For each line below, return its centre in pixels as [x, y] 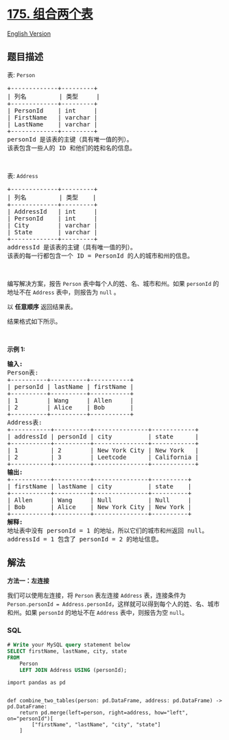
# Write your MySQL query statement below [69, 644]
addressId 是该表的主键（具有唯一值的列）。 [72, 247]
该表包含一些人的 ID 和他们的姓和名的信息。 [71, 148]
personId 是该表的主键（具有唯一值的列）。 [70, 139]
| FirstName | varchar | [52, 117]
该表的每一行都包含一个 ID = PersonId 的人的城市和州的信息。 [100, 256]
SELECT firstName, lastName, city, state [67, 651]
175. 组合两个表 [50, 14]
